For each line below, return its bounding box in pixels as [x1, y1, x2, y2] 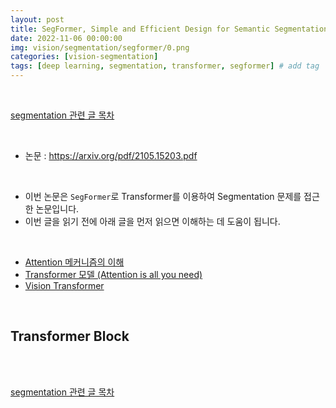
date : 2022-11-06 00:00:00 [10, 33, 123, 43]
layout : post [10, 14, 65, 25]
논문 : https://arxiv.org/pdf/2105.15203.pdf [24, 150, 198, 161]
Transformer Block [10, 328, 130, 345]
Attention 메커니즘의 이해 [24, 256, 125, 268]
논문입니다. [35, 203, 80, 215]
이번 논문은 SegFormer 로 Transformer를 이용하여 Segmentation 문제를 [24, 191, 302, 202]
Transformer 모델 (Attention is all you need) [24, 269, 203, 280]
